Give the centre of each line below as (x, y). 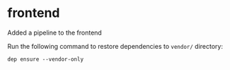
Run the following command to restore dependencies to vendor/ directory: (115, 46)
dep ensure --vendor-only (45, 59)
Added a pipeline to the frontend (55, 33)
